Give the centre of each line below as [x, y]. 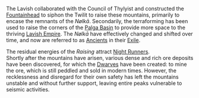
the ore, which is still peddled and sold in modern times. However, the [91, 70]
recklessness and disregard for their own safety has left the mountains [93, 77]
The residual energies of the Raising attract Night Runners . [78, 52]
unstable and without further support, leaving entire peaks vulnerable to [94, 83]
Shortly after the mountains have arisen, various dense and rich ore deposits [100, 58]
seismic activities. [28, 89]
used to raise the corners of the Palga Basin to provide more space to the [96, 27]
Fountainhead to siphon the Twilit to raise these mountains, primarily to [93, 15]
